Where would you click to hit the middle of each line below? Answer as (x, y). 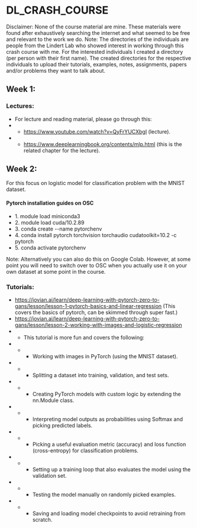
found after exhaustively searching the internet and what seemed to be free (98, 33)
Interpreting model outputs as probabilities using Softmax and (108, 419)
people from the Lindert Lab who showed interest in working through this (95, 46)
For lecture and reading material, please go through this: (83, 119)
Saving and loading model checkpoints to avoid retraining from (109, 513)
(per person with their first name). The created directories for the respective (98, 58)
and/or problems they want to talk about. (56, 70)
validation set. (49, 475)
